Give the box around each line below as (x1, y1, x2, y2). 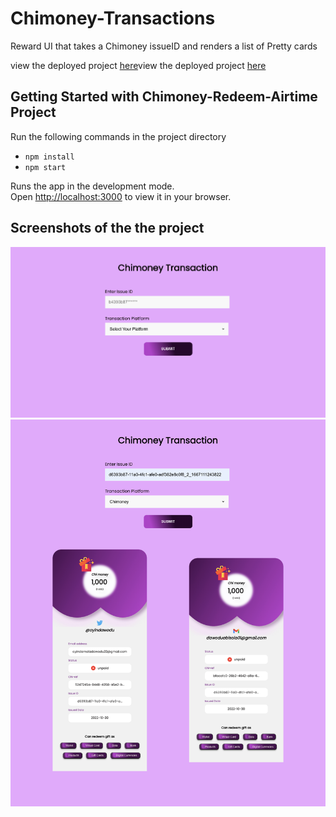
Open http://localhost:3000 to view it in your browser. (10, 190, 232, 202)
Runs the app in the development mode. (10, 180, 175, 192)
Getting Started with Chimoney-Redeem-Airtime (10, 88, 318, 106)
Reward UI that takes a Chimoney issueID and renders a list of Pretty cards (10, 40, 318, 52)
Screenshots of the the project (10, 220, 205, 237)
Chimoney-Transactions (10, 7, 216, 30)
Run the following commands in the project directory (10, 130, 227, 142)
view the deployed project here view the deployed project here (10, 59, 267, 71)
